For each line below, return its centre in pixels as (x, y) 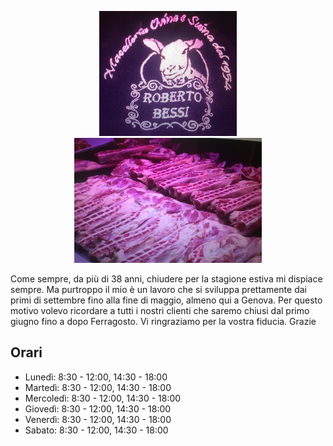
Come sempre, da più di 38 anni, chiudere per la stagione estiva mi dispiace (166, 279)
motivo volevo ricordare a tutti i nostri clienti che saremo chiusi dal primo (160, 310)
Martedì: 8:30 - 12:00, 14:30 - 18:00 (98, 387)
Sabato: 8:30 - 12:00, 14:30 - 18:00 (96, 430)
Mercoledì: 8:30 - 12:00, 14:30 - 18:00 (103, 398)
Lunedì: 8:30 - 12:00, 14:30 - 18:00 (96, 377)
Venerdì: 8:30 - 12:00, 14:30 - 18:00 (98, 419)
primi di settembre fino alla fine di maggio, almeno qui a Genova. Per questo (166, 300)
